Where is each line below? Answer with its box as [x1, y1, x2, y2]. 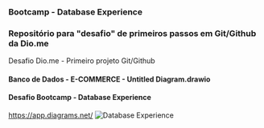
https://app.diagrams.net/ [8, 110, 93, 120]
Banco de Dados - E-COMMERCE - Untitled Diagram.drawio [8, 74, 211, 84]
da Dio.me [8, 38, 50, 49]
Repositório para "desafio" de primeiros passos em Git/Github [8, 27, 257, 38]
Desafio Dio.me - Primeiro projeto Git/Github [8, 56, 155, 66]
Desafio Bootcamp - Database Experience [8, 93, 151, 102]
